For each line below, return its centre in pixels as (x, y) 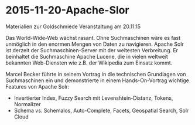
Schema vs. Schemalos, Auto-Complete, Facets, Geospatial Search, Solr (101, 110)
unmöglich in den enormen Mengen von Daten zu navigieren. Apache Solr (95, 44)
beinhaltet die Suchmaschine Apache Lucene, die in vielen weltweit (87, 56)
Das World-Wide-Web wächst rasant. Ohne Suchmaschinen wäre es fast (93, 38)
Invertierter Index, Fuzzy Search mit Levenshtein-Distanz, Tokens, (93, 98)
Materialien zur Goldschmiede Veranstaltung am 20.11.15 (73, 26)
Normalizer (28, 104)
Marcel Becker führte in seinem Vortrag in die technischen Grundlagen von (96, 74)
